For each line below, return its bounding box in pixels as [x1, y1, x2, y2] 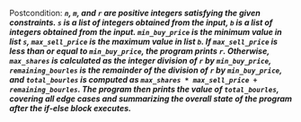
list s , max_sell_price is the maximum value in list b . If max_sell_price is [9, 36, 279, 47]
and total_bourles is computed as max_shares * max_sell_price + [9, 74, 258, 84]
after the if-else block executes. [9, 103, 132, 113]
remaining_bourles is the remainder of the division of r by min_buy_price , [9, 65, 283, 75]
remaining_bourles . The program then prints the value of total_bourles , [9, 84, 279, 94]
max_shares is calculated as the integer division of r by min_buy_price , [9, 56, 271, 65]
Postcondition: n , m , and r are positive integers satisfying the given [9, 8, 261, 18]
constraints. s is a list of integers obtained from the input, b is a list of [9, 17, 273, 28]
